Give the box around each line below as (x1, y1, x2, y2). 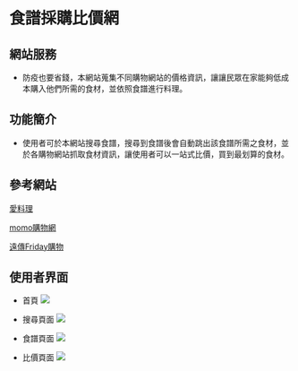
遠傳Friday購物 (9, 241, 64, 252)
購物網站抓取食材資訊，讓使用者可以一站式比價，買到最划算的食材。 (38, 149, 289, 160)
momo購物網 (9, 221, 56, 233)
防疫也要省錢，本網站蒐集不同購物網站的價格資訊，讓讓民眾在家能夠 (21, 73, 274, 82)
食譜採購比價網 (9, 8, 120, 29)
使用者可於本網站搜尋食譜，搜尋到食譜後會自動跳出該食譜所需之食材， (21, 137, 282, 148)
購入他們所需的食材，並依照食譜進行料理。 (30, 83, 188, 94)
